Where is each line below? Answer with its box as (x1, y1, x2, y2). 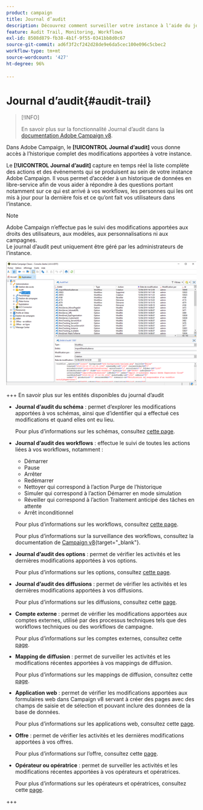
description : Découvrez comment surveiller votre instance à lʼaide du (6, 22, 190, 28)
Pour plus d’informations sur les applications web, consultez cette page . (14, 720, 195, 728)
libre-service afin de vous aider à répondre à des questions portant (6, 181, 173, 189)
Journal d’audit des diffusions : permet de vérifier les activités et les (14, 580, 187, 588)
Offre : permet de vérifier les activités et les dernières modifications (14, 732, 184, 739)
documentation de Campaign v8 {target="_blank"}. (14, 539, 141, 546)
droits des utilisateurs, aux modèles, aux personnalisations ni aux (6, 230, 169, 238)
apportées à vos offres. (14, 738, 74, 746)
